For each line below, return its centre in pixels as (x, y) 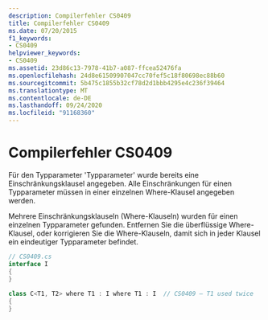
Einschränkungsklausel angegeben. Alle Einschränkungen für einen (120, 183)
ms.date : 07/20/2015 (43, 31)
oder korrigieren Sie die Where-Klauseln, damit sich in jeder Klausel (148, 233)
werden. (22, 200)
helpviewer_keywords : (45, 53)
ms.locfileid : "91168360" (52, 113)
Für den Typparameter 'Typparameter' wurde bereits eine (104, 174)
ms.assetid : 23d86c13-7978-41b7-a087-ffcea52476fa (95, 68)
